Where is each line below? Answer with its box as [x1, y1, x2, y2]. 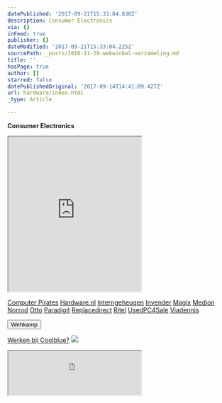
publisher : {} [7, 37, 50, 44]
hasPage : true [7, 63, 50, 70]
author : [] [7, 69, 40, 76]
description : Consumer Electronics [7, 17, 113, 24]
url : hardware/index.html [7, 89, 84, 96]
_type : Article [7, 96, 52, 103]
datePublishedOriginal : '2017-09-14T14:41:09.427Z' [7, 83, 163, 90]
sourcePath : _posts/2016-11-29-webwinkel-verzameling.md [7, 50, 179, 57]
